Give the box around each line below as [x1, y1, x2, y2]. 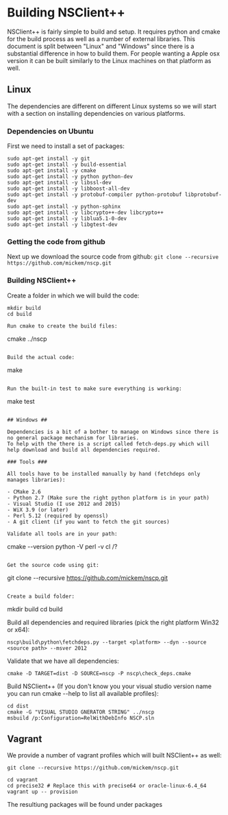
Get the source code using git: [7, 561, 99, 568]
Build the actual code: [7, 354, 75, 361]
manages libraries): [7, 476, 66, 483]
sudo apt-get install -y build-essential [7, 161, 127, 169]
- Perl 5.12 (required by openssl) [7, 512, 109, 519]
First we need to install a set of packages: [7, 142, 125, 150]
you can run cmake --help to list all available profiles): [7, 689, 159, 697]
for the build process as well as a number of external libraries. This [7, 34, 196, 42]
